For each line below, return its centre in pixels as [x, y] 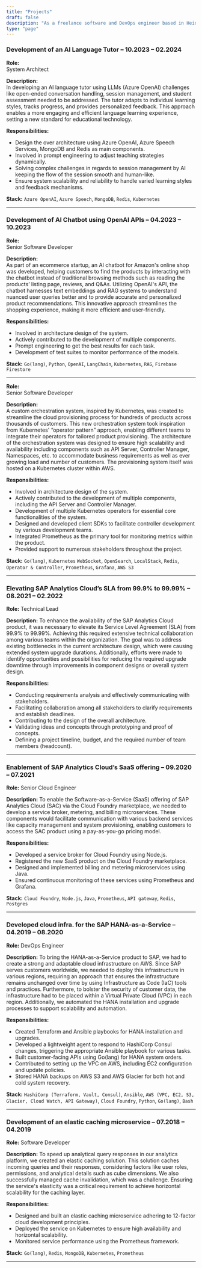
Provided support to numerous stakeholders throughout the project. [99, 549]
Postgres [17, 904]
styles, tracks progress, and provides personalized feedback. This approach [101, 106]
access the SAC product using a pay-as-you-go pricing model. [84, 832]
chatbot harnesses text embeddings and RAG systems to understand [92, 290]
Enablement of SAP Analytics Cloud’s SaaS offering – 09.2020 [99, 767]
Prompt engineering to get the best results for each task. [85, 346]
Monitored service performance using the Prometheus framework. [97, 1242]
